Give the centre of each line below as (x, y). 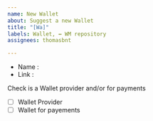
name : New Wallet (33, 14)
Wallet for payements (49, 110)
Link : (26, 75)
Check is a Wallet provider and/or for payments (76, 88)
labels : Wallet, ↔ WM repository (57, 34)
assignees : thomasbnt (39, 41)
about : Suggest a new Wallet (51, 21)
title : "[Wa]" (28, 27)
